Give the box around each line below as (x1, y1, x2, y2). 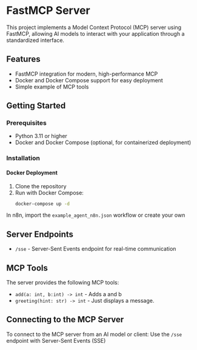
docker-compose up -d (15, 200, 70, 206)
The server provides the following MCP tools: (6, 279, 119, 286)
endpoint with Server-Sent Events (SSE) (6, 337, 106, 344)
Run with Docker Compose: (15, 189, 84, 196)
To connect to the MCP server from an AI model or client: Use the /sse (6, 331, 182, 338)
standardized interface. (6, 36, 65, 44)
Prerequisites (6, 119, 47, 127)
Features (6, 54, 41, 64)
